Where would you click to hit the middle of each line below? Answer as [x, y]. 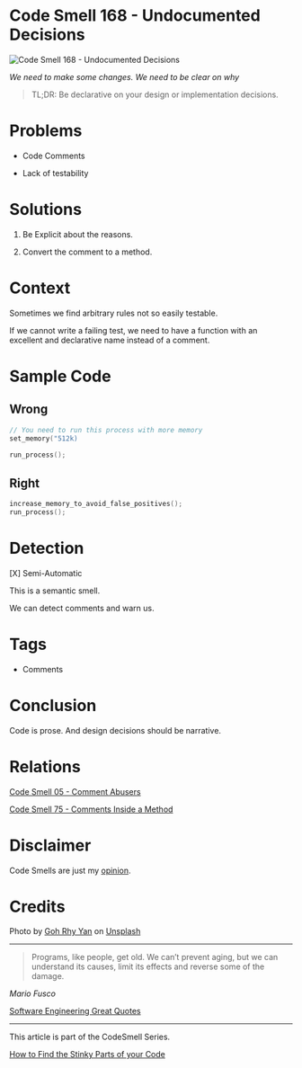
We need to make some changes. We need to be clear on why [124, 76]
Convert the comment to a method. [87, 252]
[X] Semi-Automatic [46, 573]
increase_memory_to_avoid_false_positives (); [96, 504]
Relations [45, 766]
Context [40, 288]
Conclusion [53, 705]
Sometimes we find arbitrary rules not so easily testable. [114, 313]
